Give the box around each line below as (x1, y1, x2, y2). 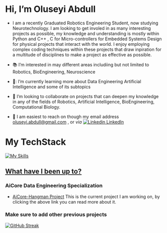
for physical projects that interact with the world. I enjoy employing (12, 41, 150, 47)
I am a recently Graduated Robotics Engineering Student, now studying (12, 20, 159, 26)
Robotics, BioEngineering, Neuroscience (12, 69, 96, 75)
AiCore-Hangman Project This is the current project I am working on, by (12, 193, 161, 200)
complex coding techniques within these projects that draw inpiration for (12, 46, 162, 52)
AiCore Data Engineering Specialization (5, 182, 103, 189)
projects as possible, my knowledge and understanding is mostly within (12, 30, 160, 36)
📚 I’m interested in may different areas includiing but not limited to (12, 61, 150, 68)
